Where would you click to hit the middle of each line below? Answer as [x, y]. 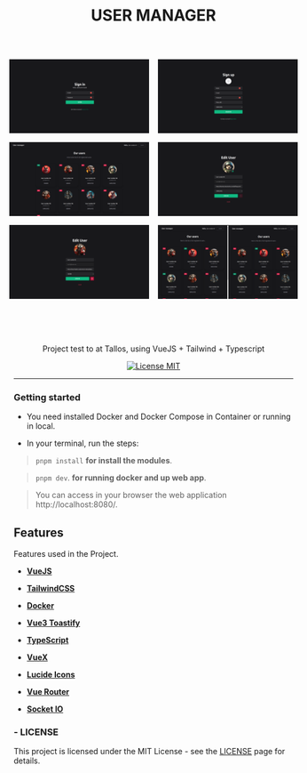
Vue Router [47, 691]
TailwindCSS [51, 588]
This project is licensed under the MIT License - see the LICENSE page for [150, 752]
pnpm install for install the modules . [104, 461]
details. [27, 761]
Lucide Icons [51, 674]
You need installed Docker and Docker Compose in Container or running [158, 417]
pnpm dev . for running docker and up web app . [121, 478]
